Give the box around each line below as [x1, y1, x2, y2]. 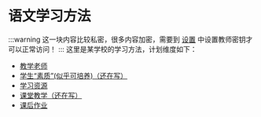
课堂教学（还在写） [19, 90, 83, 100]
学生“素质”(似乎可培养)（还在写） [19, 71, 128, 80]
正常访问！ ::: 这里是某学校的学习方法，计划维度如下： [21, 44, 197, 53]
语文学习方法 [8, 7, 92, 25]
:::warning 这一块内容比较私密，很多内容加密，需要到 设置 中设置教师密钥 [8, 35, 246, 44]
